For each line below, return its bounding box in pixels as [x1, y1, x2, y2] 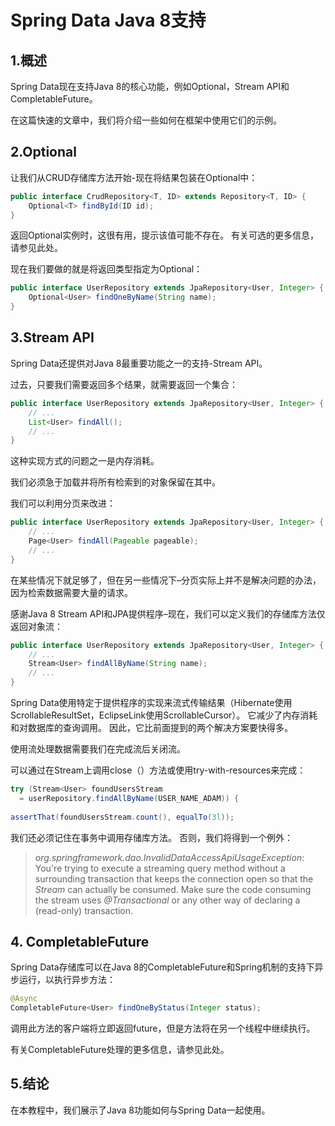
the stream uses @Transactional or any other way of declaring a [34, 894, 301, 906]
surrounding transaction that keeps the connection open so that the [34, 872, 314, 885]
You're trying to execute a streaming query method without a [34, 862, 286, 874]
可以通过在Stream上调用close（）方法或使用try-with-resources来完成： [10, 764, 307, 776]
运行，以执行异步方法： [18, 974, 116, 986]
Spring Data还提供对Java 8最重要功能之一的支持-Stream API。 [10, 357, 268, 369]
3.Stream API [10, 329, 95, 346]
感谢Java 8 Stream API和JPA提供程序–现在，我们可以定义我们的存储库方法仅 [10, 607, 326, 620]
